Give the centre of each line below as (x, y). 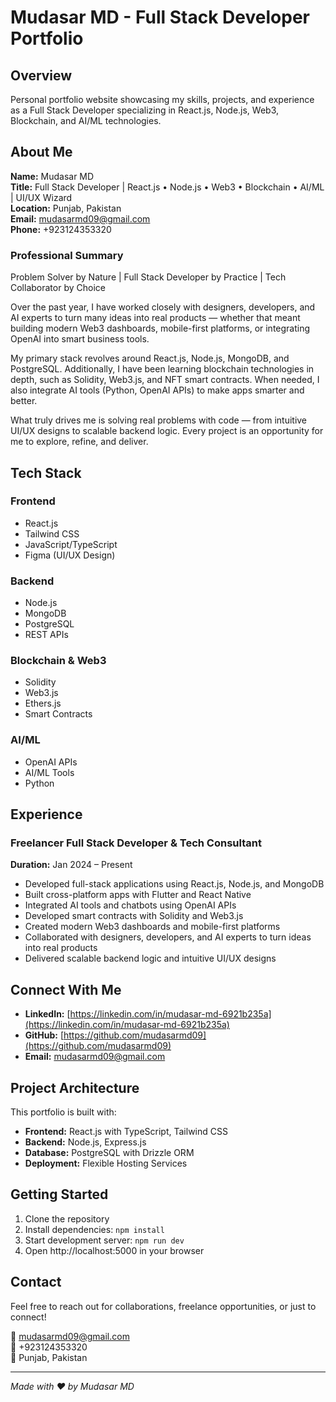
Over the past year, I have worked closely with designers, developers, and (163, 307)
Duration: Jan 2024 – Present (71, 865)
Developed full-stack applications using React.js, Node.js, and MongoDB (174, 884)
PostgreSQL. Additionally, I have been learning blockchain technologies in (162, 369)
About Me (41, 152)
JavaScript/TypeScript (71, 544)
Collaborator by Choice (58, 288)
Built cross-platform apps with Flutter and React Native (138, 895)
